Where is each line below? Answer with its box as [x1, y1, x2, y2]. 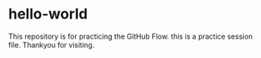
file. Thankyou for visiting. [8, 39, 95, 49]
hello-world [8, 5, 89, 23]
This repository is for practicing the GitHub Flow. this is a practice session [8, 31, 254, 41]
